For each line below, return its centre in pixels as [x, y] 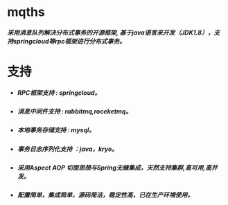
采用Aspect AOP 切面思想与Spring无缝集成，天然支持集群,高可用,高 [114, 168]
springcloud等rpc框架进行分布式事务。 [69, 41]
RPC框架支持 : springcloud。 [59, 92]
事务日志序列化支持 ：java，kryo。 [68, 149]
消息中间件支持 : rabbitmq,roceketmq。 [74, 111]
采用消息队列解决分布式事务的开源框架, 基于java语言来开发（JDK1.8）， [111, 33]
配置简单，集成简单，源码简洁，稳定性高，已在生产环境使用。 [105, 195]
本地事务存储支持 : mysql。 [56, 130]
